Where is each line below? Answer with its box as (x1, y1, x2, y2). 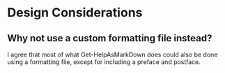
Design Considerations (7, 5, 143, 21)
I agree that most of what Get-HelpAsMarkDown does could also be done (7, 50, 218, 59)
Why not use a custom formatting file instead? (7, 32, 212, 44)
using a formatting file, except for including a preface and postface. (7, 58, 201, 66)
